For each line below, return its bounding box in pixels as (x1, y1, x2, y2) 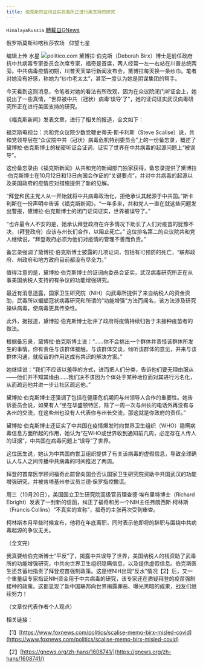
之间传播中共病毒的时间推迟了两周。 (27, 457, 118, 464)
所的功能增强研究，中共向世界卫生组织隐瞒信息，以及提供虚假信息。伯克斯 (6, 559, 192, 567)
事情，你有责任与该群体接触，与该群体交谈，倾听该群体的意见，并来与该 (16, 345, 197, 352)
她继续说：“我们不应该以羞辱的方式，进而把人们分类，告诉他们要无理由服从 (6, 366, 195, 373)
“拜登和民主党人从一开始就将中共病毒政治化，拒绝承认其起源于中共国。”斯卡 (6, 192, 194, 199)
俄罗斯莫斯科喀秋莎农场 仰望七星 (6, 39, 91, 46)
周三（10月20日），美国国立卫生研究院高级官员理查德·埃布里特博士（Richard (6, 490, 195, 498)
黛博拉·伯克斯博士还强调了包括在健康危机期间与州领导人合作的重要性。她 (6, 393, 188, 401)
